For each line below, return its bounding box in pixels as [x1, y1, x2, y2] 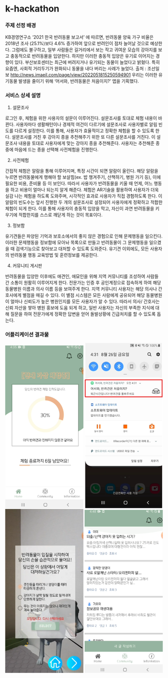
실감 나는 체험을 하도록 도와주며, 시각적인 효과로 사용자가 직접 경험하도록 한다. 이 [5, 193, 162, 199]
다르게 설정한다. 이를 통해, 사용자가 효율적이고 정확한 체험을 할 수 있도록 [14, 128, 154, 134]
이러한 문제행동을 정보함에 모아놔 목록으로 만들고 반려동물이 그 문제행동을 [5, 239, 148, 245]
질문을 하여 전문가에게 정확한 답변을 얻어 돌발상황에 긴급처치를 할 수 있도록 [10, 311, 156, 317]
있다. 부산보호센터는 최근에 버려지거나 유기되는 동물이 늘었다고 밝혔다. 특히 [14, 59, 160, 65]
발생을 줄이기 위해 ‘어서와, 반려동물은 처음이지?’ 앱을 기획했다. [18, 78, 139, 84]
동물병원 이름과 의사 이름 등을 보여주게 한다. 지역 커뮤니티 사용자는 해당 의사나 [5, 286, 157, 292]
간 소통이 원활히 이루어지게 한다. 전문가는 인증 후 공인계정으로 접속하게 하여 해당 [5, 279, 161, 285]
